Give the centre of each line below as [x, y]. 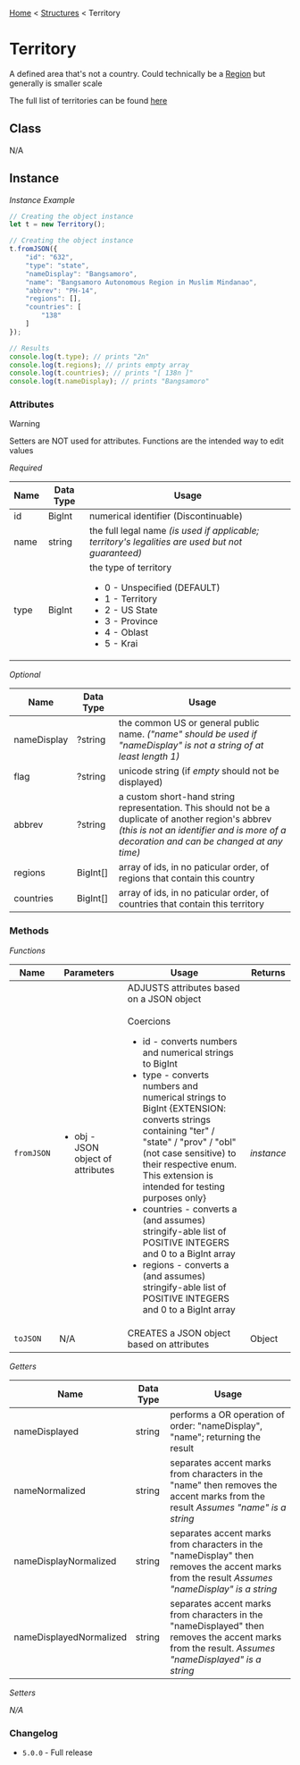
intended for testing [184, 1187]
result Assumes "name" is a [228, 1507]
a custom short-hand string [177, 797]
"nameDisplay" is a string [224, 1589]
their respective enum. [190, 1164]
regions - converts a [186, 1264]
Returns [268, 972]
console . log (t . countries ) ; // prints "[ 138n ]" [101, 373]
